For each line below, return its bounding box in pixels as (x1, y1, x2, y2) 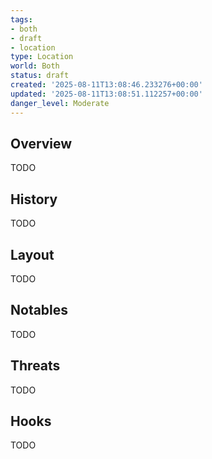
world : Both (10, 61, 60, 71)
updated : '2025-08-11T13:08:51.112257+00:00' (10, 89, 203, 99)
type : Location (10, 52, 74, 62)
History (10, 191, 58, 208)
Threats (10, 357, 61, 375)
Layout (10, 246, 55, 263)
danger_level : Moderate (10, 98, 110, 108)
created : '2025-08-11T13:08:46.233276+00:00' (10, 80, 203, 90)
